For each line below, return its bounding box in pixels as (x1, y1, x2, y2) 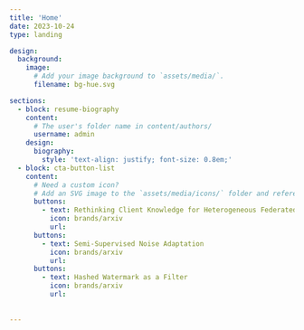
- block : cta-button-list (17, 164, 116, 173)
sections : (9, 96, 47, 105)
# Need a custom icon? (33, 180, 119, 190)
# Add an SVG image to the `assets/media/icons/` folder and (33, 189, 270, 198)
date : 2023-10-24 (9, 22, 75, 31)
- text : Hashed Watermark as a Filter (42, 273, 188, 282)
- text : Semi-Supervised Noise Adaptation (42, 239, 204, 249)
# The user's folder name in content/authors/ (33, 121, 213, 131)
